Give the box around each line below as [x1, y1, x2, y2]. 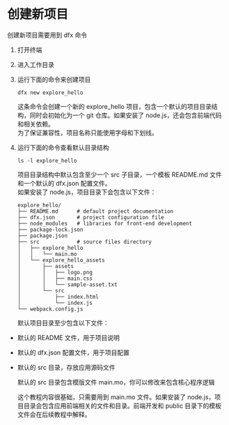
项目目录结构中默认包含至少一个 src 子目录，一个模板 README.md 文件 [17, 170, 223, 179]
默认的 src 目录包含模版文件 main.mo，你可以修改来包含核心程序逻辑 [17, 378, 215, 386]
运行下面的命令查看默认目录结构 [17, 143, 109, 151]
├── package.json [17, 232, 68, 239]
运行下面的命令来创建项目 [17, 75, 91, 84]
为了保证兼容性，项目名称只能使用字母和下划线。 [17, 128, 158, 137]
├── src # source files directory [17, 238, 152, 245]
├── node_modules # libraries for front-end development [17, 220, 193, 227]
